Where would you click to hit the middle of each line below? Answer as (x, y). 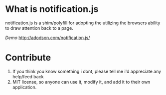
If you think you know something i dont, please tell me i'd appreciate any (87, 71)
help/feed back (28, 76)
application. (24, 87)
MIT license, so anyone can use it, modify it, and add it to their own (81, 82)
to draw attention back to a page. (39, 28)
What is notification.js (52, 9)
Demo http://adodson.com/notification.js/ (48, 38)
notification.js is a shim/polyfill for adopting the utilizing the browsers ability (83, 23)
